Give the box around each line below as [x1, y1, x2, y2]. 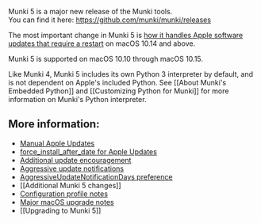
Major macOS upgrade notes [19, 197, 114, 206]
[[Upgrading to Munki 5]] [19, 206, 102, 215]
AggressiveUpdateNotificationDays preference [19, 172, 173, 181]
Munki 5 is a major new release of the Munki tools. [8, 7, 173, 16]
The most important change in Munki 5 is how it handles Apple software [8, 31, 244, 40]
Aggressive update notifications [19, 164, 125, 173]
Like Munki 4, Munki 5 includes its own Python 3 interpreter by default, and [8, 70, 254, 78]
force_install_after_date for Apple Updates [19, 146, 157, 157]
